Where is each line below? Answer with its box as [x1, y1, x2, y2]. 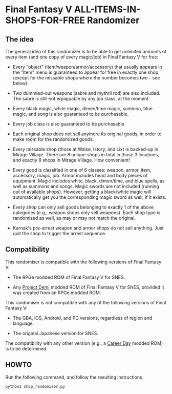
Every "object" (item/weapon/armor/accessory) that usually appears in [12, 64, 162, 70]
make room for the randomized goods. [12, 136, 94, 142]
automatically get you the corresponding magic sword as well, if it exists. [12, 194, 166, 200]
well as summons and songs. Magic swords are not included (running [12, 183, 160, 189]
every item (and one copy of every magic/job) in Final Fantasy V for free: [5, 54, 159, 60]
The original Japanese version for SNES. [12, 330, 98, 336]
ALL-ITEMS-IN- [74, 4, 141, 15]
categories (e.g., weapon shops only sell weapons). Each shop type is [12, 210, 161, 216]
